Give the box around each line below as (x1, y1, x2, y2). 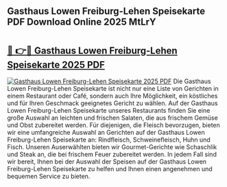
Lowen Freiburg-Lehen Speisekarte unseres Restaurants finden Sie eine (7, 107, 211, 114)
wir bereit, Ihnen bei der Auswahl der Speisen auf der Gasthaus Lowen (7, 157, 207, 166)
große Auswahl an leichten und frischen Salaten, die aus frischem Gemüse (7, 113, 218, 122)
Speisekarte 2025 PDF (7, 58, 105, 71)
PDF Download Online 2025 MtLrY (7, 16, 156, 28)
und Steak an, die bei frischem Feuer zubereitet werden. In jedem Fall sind (7, 151, 217, 158)
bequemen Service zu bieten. (7, 172, 91, 180)
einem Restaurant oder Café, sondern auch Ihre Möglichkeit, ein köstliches (7, 92, 218, 100)
